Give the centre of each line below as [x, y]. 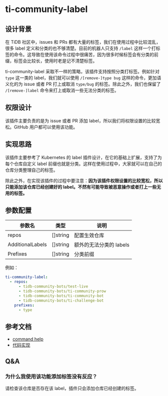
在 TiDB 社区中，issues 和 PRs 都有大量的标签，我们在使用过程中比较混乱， [83, 42]
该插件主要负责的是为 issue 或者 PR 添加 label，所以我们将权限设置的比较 [80, 120]
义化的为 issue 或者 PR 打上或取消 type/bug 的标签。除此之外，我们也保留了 [83, 84]
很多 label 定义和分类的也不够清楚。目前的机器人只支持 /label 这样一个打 [81, 48]
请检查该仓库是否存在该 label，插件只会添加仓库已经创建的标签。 [72, 388]
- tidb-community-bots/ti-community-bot [61, 296]
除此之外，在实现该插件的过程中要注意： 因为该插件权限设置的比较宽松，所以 [84, 180]
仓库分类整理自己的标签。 [31, 170]
